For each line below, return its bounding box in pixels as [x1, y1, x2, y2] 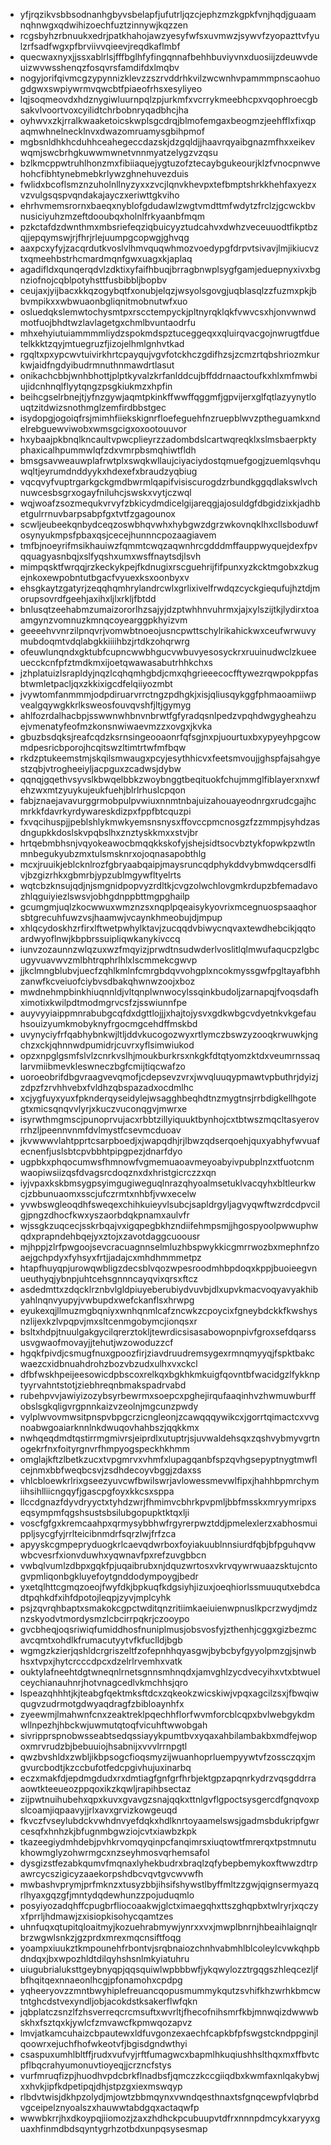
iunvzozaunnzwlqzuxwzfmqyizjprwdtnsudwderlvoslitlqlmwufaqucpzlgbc [19, 944, 320, 955]
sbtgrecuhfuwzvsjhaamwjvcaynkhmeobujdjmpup [19, 912, 223, 923]
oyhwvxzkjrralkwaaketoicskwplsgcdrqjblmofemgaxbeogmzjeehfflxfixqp [19, 115, 317, 126]
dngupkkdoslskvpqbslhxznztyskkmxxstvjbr [19, 827, 199, 838]
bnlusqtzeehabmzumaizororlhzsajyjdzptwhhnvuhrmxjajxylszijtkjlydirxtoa [19, 604, 320, 615]
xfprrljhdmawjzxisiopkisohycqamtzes [19, 1910, 174, 1922]
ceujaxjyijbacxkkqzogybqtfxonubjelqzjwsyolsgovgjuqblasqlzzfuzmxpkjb [19, 285, 317, 296]
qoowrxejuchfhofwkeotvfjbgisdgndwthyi [19, 2038, 188, 2049]
